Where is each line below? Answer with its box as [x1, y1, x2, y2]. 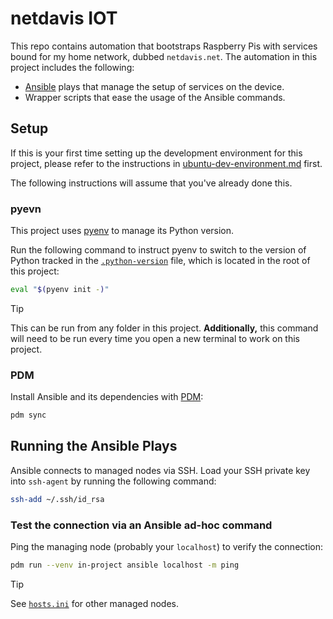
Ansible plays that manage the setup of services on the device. [24, 80, 285, 92]
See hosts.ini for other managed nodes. [10, 597, 179, 609]
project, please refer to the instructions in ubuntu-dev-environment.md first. [10, 157, 323, 169]
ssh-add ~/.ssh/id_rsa [10, 494, 105, 504]
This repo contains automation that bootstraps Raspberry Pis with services [10, 40, 318, 52]
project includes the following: [10, 61, 135, 73]
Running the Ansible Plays [10, 438, 178, 455]
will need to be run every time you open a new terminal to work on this [10, 332, 301, 344]
